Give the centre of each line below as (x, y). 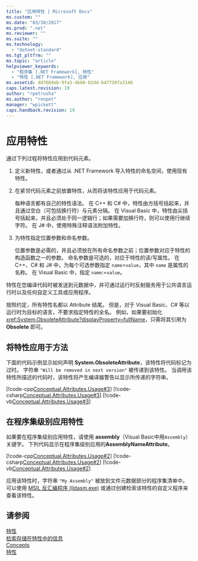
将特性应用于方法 (37, 347)
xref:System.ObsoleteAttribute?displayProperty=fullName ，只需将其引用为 (96, 320)
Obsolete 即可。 (26, 327)
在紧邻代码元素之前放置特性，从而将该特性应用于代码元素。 (87, 191)
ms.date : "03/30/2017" (34, 22)
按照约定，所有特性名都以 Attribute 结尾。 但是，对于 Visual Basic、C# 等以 (98, 305)
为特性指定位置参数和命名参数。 (53, 238)
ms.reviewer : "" (26, 34)
